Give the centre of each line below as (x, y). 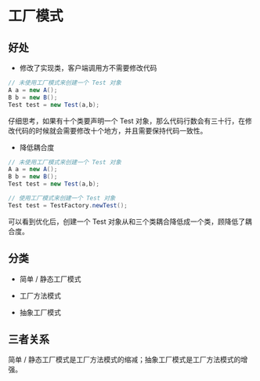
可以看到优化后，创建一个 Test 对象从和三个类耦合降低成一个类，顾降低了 (126, 222)
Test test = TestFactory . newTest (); (68, 205)
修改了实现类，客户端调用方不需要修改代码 (88, 68)
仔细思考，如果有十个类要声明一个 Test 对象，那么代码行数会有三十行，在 (126, 121)
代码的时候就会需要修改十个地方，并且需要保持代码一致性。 (111, 130)
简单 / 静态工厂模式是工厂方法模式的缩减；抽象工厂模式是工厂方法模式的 (125, 360)
